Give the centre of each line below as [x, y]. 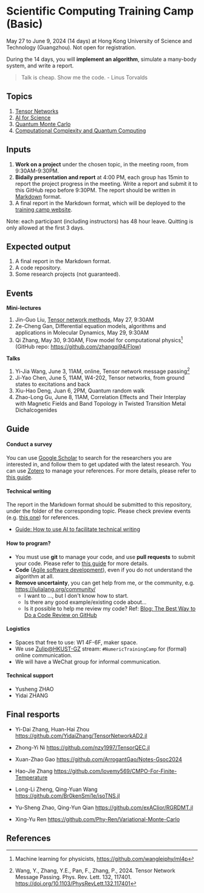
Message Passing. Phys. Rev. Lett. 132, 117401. [73, 877]
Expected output [39, 246]
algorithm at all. [34, 576]
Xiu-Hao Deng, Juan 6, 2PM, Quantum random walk [80, 391]
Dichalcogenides [36, 410]
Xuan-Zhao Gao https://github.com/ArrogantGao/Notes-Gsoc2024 [98, 759]
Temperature [31, 777]
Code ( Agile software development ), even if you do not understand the [104, 570]
